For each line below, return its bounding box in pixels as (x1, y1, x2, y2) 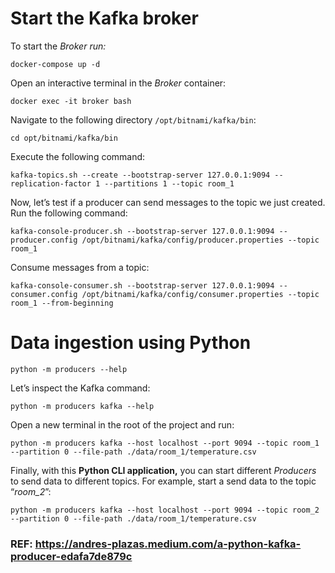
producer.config (10, 235, 78, 245)
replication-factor (10, 178, 92, 189)
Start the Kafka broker (10, 7, 199, 30)
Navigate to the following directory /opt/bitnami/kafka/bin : (10, 113, 257, 126)
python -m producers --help (10, 364, 128, 374)
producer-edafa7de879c (10, 549, 133, 563)
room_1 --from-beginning (10, 298, 114, 308)
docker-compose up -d (10, 59, 101, 69)
